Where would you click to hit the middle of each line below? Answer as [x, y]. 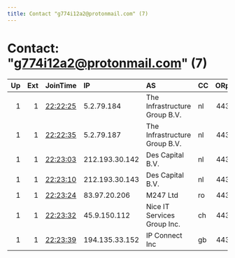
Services [161, 215]
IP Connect [164, 235]
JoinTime [61, 85]
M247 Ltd [162, 195]
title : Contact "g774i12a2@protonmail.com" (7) [78, 14]
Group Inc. [163, 224]
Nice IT [158, 206]
